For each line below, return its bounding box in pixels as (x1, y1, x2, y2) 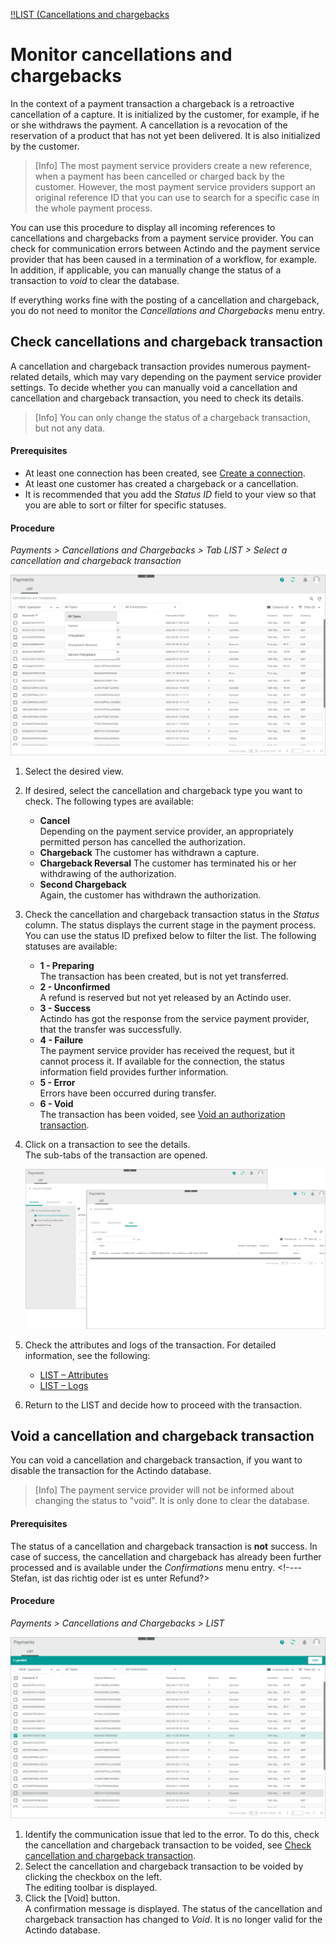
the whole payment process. (34, 202, 153, 214)
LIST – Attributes (39, 1369, 109, 1381)
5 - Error (39, 1077, 76, 1089)
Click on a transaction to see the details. (24, 1139, 191, 1151)
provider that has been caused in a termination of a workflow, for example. (10, 253, 318, 265)
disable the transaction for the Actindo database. (10, 1465, 212, 1477)
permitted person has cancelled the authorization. (39, 836, 246, 848)
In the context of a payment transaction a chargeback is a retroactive (10, 97, 295, 109)
